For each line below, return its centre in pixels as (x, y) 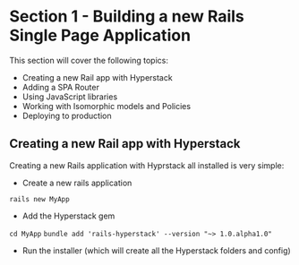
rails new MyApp (39, 199)
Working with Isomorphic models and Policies (106, 106)
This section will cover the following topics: (89, 60)
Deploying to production (67, 115)
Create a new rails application (77, 183)
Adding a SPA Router (61, 87)
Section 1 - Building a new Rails (127, 17)
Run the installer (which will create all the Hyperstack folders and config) (156, 250)
